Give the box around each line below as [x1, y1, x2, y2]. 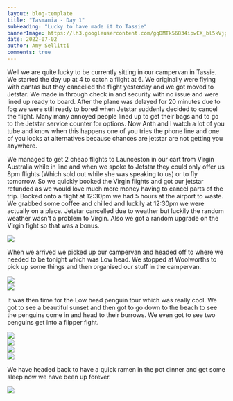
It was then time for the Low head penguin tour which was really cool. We [7, 296, 217, 304]
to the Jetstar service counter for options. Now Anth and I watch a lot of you [7, 119, 225, 128]
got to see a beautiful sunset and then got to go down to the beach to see [7, 303, 218, 312]
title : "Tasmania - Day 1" [7, 17, 85, 24]
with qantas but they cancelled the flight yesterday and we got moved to [7, 83, 214, 91]
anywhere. [7, 142, 37, 150]
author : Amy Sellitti [7, 42, 70, 49]
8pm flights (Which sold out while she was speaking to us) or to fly [7, 169, 198, 178]
